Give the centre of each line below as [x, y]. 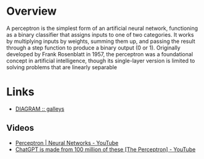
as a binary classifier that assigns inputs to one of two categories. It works [100, 34]
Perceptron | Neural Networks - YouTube [67, 142]
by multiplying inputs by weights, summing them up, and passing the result [101, 41]
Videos [20, 128]
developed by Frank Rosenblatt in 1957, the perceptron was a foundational [100, 54]
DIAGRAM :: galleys [40, 109]
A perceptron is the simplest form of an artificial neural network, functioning [102, 28]
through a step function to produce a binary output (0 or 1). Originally [93, 48]
